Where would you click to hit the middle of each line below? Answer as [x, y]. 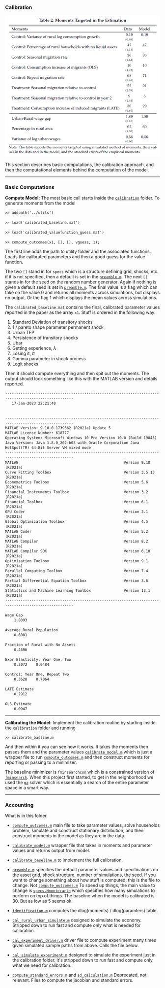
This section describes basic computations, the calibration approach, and [79, 165]
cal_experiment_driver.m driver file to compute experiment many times [84, 940]
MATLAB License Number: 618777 [37, 433]
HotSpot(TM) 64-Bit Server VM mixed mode [48, 447]
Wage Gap [14, 615]
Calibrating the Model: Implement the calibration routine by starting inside [80, 722]
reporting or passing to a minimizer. [41, 762]
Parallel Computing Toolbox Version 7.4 [77, 571]
